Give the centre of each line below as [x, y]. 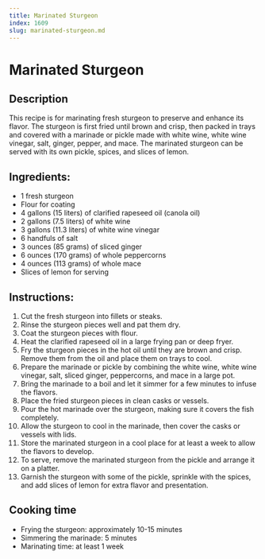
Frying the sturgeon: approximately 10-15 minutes [102, 529]
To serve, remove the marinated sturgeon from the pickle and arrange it [137, 460]
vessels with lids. [48, 435]
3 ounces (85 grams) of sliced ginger [81, 247]
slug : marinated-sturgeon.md [57, 30]
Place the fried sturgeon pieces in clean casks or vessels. [115, 401]
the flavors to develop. [57, 451]
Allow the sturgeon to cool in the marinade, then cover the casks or [130, 426]
